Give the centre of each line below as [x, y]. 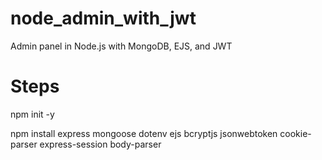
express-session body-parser [100, 144]
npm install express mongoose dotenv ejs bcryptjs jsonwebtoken [144, 133]
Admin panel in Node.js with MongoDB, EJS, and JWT [121, 46]
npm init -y [32, 114]
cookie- [295, 133]
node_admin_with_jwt [103, 18]
